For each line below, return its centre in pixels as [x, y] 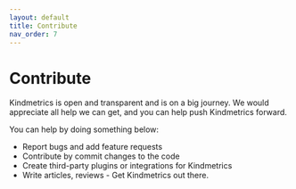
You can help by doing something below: [84, 129]
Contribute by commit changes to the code [101, 156]
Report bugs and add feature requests [92, 147]
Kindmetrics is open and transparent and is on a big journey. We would [139, 103]
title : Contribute [43, 26]
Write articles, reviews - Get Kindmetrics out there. [115, 176]
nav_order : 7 [33, 34]
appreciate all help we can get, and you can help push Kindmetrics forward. [148, 112]
